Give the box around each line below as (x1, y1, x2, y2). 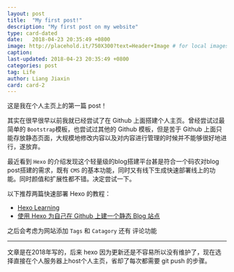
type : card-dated (7, 29, 58, 37)
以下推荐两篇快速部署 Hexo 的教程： (7, 190, 111, 198)
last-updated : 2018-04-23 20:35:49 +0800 (7, 56, 130, 63)
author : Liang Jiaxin (7, 75, 70, 82)
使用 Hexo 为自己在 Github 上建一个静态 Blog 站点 (17, 212, 160, 220)
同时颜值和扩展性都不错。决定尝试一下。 (19, 175, 136, 183)
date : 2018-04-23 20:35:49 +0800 (7, 36, 111, 43)
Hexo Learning (17, 204, 60, 212)
